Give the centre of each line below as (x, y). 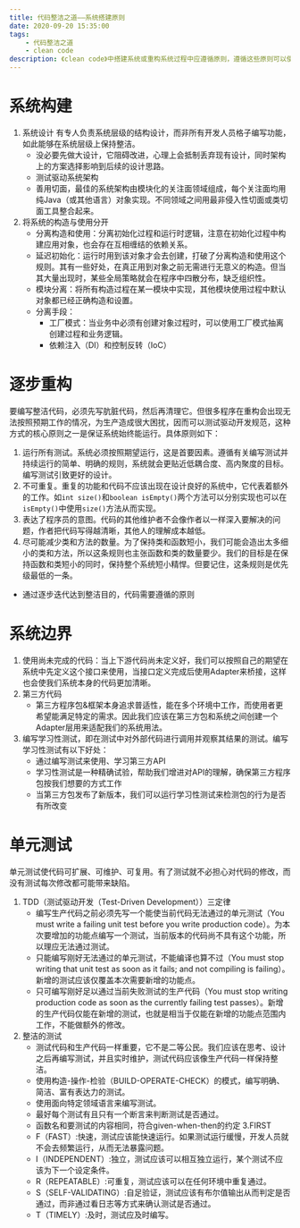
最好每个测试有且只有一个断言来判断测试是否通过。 (129, 1114)
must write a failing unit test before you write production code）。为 (159, 924)
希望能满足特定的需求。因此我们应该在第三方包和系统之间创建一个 (157, 716)
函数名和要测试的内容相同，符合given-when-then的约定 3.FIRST (154, 1125)
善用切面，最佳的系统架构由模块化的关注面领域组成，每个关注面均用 (161, 188)
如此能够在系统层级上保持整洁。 (81, 143)
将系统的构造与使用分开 (65, 222)
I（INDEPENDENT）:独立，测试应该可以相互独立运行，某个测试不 (155, 1158)
